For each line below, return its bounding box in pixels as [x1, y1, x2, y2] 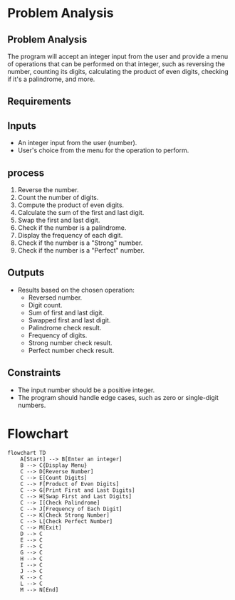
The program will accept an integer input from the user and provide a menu [7, 52, 229, 60]
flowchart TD [7, 449, 46, 456]
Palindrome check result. [28, 323, 102, 332]
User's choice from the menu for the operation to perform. [17, 146, 189, 154]
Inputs [7, 120, 37, 132]
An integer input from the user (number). [17, 139, 137, 147]
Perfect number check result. [28, 346, 115, 354]
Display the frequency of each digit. [17, 231, 123, 240]
